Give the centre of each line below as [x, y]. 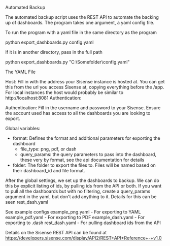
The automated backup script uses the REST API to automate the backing [82, 17]
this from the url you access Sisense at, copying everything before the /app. [85, 87]
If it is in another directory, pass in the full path [54, 52]
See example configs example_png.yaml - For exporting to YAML [73, 212]
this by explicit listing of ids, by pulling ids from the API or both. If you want [83, 186]
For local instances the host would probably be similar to [64, 93]
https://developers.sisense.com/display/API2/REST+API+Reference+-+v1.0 [83, 238]
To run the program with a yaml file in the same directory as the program [81, 32]
